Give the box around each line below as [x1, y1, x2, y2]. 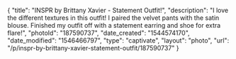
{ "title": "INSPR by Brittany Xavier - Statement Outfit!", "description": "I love [7, 6, 229, 14]
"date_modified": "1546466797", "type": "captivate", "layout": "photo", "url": [7, 36, 230, 45]
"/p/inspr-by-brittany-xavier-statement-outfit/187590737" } [7, 44, 179, 52]
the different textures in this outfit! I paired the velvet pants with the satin [7, 14, 220, 22]
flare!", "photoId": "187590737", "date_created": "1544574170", [7, 28, 190, 37]
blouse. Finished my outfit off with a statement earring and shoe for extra [7, 21, 221, 29]
